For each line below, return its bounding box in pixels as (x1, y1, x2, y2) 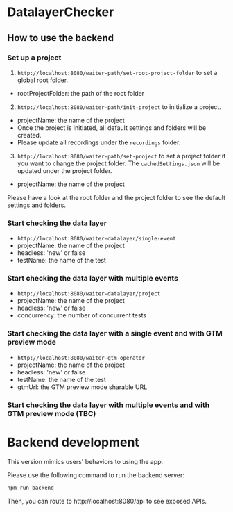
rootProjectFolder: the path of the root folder (17, 89, 144, 97)
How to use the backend (7, 32, 114, 44)
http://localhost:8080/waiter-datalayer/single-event (17, 236, 176, 242)
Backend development (7, 434, 140, 450)
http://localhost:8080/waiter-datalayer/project (17, 290, 161, 297)
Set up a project (7, 53, 62, 63)
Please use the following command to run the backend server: (7, 470, 185, 479)
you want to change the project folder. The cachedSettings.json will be (17, 159, 221, 167)
